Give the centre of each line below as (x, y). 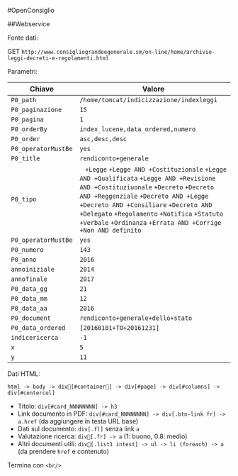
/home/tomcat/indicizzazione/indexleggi (149, 100)
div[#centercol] (31, 393)
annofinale (29, 279)
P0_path (24, 100)
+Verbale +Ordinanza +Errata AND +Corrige (151, 223)
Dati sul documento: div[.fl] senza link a (78, 429)
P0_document (31, 318)
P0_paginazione (36, 110)
